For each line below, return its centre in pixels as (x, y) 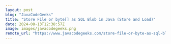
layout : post (19, 10)
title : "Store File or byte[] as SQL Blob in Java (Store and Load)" (81, 19)
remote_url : (18, 33)
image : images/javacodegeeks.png (41, 29)
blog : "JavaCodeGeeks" (29, 15)
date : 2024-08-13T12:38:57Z (35, 24)
